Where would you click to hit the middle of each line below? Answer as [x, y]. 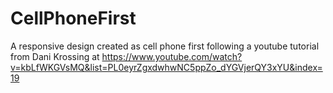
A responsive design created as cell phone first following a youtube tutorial [165, 46]
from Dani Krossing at [55, 56]
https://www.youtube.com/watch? [172, 56]
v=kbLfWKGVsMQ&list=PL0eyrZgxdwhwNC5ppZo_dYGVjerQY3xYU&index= [166, 67]
